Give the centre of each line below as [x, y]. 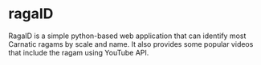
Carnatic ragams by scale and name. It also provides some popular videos [131, 44]
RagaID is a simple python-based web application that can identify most [127, 36]
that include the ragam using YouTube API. [79, 52]
